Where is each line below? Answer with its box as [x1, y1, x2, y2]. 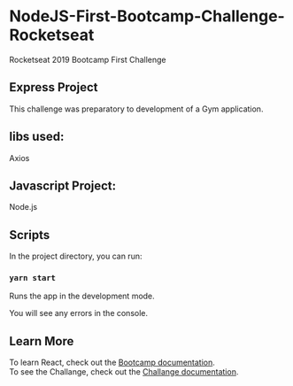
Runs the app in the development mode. [9, 290, 155, 302]
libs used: [9, 129, 65, 144]
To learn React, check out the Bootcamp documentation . [9, 357, 215, 368]
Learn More [9, 334, 74, 349]
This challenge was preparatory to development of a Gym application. [9, 104, 264, 114]
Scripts [9, 228, 50, 243]
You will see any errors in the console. [9, 308, 149, 319]
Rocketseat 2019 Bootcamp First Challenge [9, 54, 166, 65]
